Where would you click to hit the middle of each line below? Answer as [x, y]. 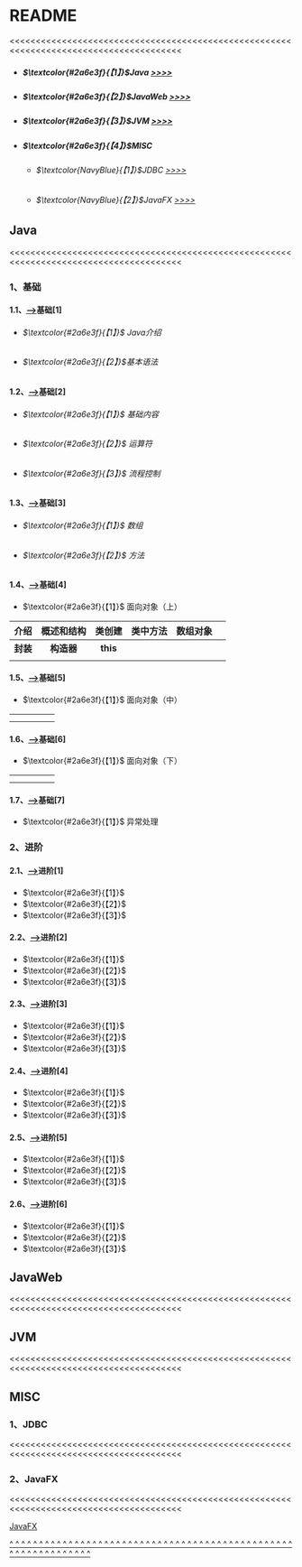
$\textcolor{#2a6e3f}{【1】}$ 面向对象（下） [102, 761]
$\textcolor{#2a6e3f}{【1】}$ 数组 [82, 525]
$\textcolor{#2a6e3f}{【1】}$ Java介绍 [92, 332]
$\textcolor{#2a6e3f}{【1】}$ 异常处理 [91, 821]
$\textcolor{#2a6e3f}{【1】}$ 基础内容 [91, 414]
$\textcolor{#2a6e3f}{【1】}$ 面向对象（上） [102, 607]
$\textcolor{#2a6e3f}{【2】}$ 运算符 [87, 444]
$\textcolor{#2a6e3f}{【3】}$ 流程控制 [91, 473]
